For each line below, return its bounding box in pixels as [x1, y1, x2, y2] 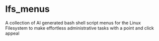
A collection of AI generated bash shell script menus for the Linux [5, 20, 141, 26]
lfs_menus [5, 3, 50, 15]
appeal [5, 30, 20, 36]
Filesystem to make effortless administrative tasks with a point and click [5, 25, 154, 31]
